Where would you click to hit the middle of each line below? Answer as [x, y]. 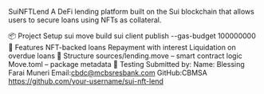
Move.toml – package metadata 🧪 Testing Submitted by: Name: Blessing [126, 64]
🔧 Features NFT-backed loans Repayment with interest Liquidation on [122, 47]
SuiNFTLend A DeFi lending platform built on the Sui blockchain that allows [132, 12]
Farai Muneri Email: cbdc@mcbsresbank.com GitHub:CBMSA [108, 72]
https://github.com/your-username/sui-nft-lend [86, 81]
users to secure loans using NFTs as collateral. [85, 20]
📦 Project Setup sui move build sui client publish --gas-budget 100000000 [132, 36]
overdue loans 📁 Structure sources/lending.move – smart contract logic [126, 56]
